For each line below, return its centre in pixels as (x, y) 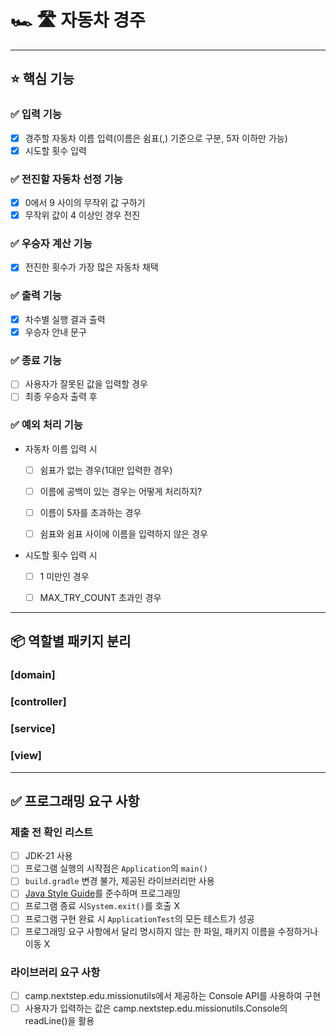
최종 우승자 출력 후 (61, 397)
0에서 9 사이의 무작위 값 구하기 (85, 203)
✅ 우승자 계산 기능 (51, 244)
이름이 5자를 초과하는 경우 (90, 512)
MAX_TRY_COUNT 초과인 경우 (100, 597)
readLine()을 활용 (59, 1021)
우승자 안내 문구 (55, 332)
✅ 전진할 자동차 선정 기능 (66, 179)
